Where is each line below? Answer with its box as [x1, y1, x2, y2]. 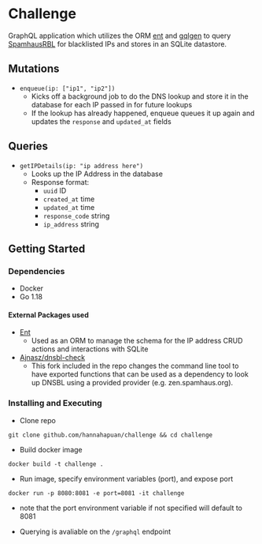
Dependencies [8, 265, 65, 276]
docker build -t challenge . [8, 460, 104, 468]
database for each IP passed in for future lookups [31, 99, 193, 109]
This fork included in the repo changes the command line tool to [31, 361, 239, 371]
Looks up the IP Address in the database [31, 169, 164, 178]
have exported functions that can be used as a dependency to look [31, 370, 249, 379]
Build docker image [19, 445, 83, 454]
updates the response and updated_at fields [31, 116, 172, 126]
